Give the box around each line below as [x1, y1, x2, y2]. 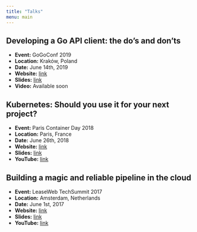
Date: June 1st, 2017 [14, 200, 65, 207]
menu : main [6, 14, 33, 20]
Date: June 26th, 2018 [14, 137, 69, 144]
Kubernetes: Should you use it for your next [6, 99, 169, 109]
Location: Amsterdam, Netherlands [14, 194, 101, 201]
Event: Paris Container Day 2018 [14, 125, 94, 132]
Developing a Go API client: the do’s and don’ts [6, 36, 181, 46]
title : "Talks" [6, 8, 44, 15]
